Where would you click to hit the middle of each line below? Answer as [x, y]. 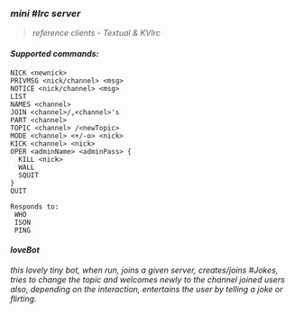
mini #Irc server [46, 13]
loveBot [25, 250]
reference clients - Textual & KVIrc [96, 33]
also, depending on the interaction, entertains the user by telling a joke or [147, 289]
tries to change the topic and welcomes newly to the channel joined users [147, 279]
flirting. [23, 299]
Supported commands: [55, 53]
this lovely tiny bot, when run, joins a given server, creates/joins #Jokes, [144, 270]
